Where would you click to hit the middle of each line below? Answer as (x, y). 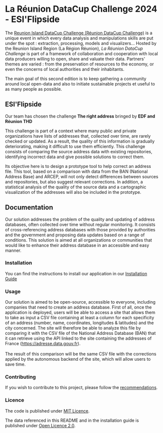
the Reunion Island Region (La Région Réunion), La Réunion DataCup (74, 48)
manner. (13, 250)
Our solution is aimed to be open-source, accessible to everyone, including (80, 302)
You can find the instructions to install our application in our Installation (76, 273)
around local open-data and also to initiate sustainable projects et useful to (80, 83)
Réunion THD (19, 121)
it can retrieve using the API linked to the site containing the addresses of (78, 338)
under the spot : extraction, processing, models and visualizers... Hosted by (81, 43)
